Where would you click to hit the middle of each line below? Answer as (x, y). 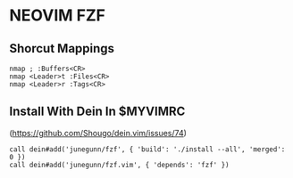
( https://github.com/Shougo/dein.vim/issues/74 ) (98, 133)
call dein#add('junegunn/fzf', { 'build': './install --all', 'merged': (147, 149)
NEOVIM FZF (57, 16)
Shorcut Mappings (62, 49)
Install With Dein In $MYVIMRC (97, 112)
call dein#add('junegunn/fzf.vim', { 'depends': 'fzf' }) (119, 165)
